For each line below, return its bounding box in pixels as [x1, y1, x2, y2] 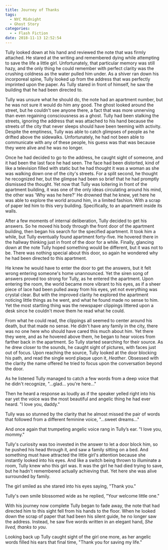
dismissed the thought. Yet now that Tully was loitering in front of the [5, 181, 148, 187]
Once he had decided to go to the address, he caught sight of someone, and [5, 154, 163, 160]
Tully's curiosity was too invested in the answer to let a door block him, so [5, 441, 158, 447]
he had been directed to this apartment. [5, 255, 87, 261]
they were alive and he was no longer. [5, 145, 84, 151]
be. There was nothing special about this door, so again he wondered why [5, 250, 158, 256]
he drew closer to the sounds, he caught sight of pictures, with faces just [5, 344, 156, 350]
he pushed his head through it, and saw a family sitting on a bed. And [5, 446, 148, 452]
